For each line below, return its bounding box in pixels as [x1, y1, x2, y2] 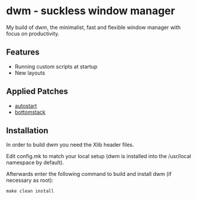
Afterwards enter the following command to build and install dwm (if [6, 171, 172, 178]
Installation [6, 126, 49, 136]
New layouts [14, 69, 46, 76]
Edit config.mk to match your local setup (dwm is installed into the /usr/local [6, 153, 191, 160]
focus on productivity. [6, 30, 60, 37]
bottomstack [14, 108, 46, 115]
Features [6, 47, 40, 57]
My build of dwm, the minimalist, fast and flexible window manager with [6, 24, 181, 31]
